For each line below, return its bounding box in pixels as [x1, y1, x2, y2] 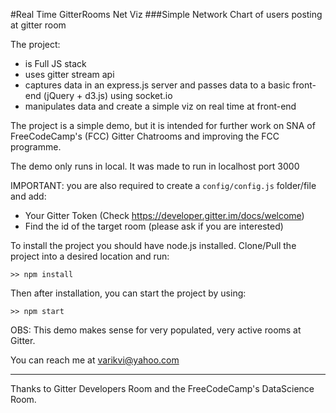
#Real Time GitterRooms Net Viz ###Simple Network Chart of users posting [10, 9, 323, 20]
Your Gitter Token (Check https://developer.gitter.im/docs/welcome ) [24, 210, 305, 221]
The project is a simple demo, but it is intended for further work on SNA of [10, 120, 316, 131]
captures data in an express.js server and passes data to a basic [24, 79, 291, 91]
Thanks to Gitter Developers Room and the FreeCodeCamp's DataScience [10, 383, 315, 394]
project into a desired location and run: [10, 250, 170, 262]
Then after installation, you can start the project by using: [10, 287, 247, 299]
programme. [10, 141, 62, 153]
